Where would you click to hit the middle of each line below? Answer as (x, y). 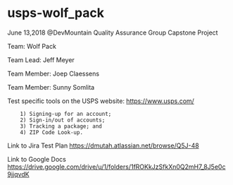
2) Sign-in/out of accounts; (63, 120)
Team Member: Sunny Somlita (51, 87)
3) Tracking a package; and (61, 126)
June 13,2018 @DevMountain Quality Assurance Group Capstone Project (113, 32)
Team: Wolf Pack (32, 46)
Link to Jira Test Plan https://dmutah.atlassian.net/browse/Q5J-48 (103, 145)
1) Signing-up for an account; (66, 114)
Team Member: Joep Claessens (53, 73)
